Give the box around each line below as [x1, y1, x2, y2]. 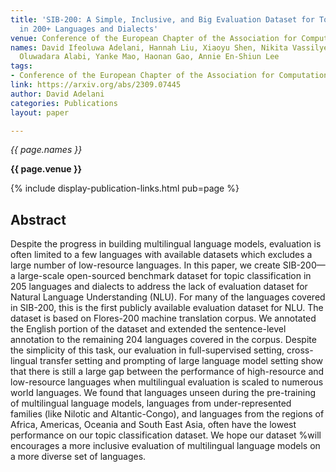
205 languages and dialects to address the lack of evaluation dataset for [10, 281, 308, 293]
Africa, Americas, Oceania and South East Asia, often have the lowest [10, 419, 297, 431]
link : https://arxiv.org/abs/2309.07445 [10, 80, 182, 90]
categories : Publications [10, 98, 118, 108]
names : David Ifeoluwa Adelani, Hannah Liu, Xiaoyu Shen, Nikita [10, 42, 288, 53]
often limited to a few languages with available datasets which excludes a [10, 249, 313, 261]
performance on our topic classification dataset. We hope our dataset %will [10, 429, 322, 441]
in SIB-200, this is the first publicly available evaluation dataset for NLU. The [10, 302, 324, 314]
